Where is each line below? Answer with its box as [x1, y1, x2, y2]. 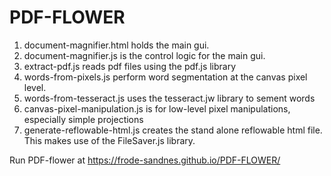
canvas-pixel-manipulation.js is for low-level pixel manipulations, [23, 102, 291, 115]
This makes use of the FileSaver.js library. [23, 134, 196, 146]
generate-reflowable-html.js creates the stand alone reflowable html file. [23, 124, 323, 136]
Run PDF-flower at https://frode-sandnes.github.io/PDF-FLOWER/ [9, 154, 281, 166]
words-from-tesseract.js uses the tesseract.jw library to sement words [23, 92, 316, 104]
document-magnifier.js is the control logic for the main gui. [23, 49, 266, 61]
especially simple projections [23, 113, 144, 125]
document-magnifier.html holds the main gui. [23, 39, 210, 51]
